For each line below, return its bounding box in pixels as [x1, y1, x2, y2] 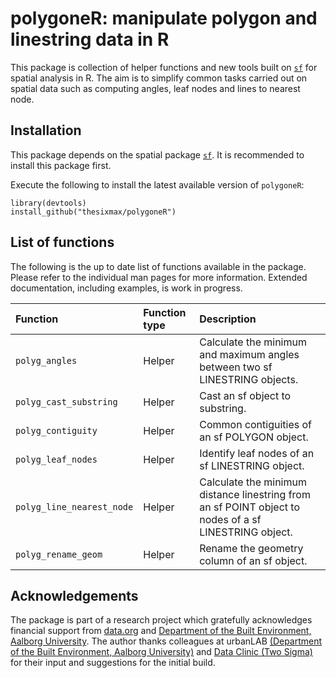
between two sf [199, 360, 273, 374]
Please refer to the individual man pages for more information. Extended [10, 271, 308, 283]
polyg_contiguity [15, 425, 98, 436]
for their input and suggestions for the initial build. [10, 657, 216, 669]
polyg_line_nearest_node [15, 501, 134, 512]
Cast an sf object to [199, 388, 292, 402]
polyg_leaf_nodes [15, 453, 98, 465]
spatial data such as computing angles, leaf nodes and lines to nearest [10, 82, 301, 94]
